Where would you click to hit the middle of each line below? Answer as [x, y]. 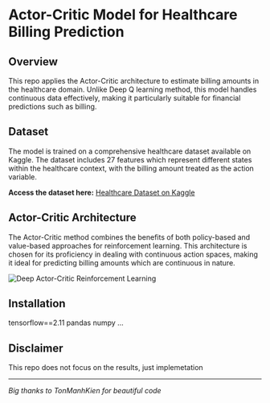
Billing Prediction [66, 32]
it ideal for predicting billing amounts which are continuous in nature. [122, 262]
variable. [23, 177]
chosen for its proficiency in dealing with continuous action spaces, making [133, 254]
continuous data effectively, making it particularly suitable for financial [125, 98]
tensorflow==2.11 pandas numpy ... [66, 323]
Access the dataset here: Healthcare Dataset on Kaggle [102, 192]
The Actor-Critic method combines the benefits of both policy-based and [129, 237]
